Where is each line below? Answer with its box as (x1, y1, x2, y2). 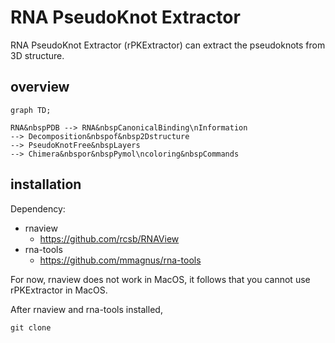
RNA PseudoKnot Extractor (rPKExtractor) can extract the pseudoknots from (10, 39, 326, 51)
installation (10, 176, 82, 193)
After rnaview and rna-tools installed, (10, 303, 163, 315)
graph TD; (10, 105, 52, 115)
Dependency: (10, 202, 66, 215)
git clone (10, 322, 52, 333)
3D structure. (10, 49, 65, 61)
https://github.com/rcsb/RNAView (39, 232, 180, 245)
